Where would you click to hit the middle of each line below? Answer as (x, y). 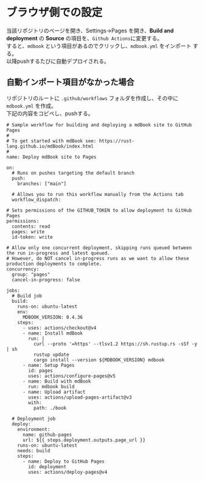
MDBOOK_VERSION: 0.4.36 (53, 317)
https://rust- (117, 141)
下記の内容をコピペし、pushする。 (50, 113)
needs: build (34, 450)
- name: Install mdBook (53, 333)
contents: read (31, 226)
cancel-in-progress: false (46, 280)
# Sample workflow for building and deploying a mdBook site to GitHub (99, 125)
